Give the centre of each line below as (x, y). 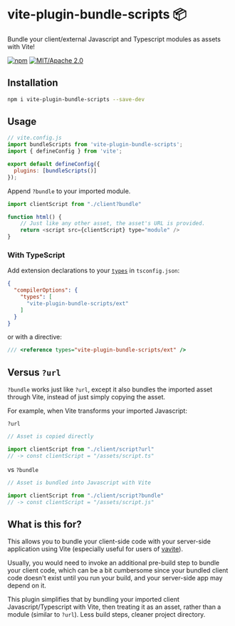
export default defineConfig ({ (54, 164)
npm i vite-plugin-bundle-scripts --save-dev (76, 99)
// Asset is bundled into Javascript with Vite (79, 483)
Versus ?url (35, 372)
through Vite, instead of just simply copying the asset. (87, 397)
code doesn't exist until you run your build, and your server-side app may (115, 578)
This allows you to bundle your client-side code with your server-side (109, 542)
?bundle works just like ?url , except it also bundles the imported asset (110, 389)
